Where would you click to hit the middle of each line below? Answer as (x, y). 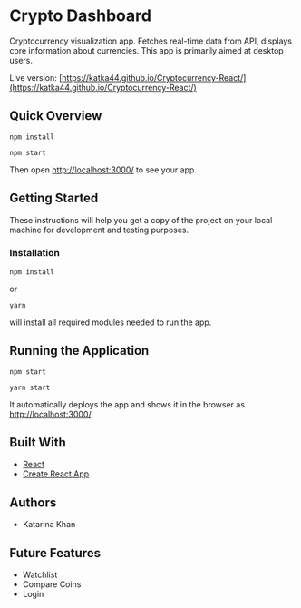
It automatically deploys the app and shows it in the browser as (127, 404)
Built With (38, 442)
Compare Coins (52, 584)
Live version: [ (36, 77)
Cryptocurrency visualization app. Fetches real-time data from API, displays (151, 41)
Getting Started (54, 198)
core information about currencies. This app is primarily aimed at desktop (146, 50)
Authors (33, 502)
